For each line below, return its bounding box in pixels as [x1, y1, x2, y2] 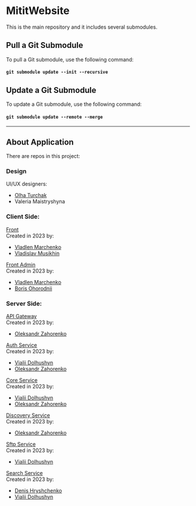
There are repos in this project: [6, 153, 80, 160]
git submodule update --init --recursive [6, 69, 108, 75]
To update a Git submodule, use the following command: [6, 101, 142, 108]
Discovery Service [6, 412, 51, 419]
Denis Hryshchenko [14, 487, 62, 494]
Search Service [6, 470, 43, 477]
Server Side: [6, 300, 42, 308]
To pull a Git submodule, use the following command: [6, 56, 134, 63]
